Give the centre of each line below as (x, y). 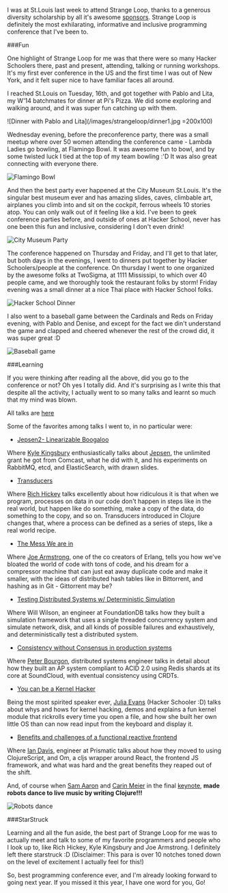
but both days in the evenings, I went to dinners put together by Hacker (107, 260)
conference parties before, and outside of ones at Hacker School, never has (114, 219)
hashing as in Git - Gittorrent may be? (60, 586)
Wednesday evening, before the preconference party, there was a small (108, 134)
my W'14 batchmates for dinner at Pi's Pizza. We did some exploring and (109, 101)
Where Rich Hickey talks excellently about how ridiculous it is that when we (113, 494)
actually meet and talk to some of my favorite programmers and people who (114, 840)
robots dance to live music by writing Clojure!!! (75, 793)
